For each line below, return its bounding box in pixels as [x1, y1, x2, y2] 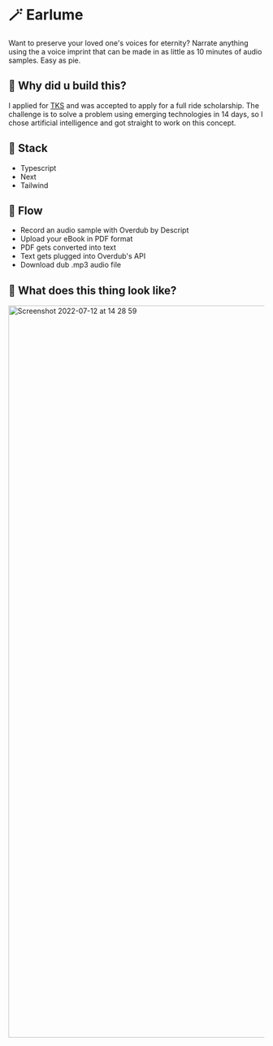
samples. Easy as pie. [8, 55, 81, 65]
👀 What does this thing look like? [8, 283, 177, 297]
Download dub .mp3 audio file [19, 260, 122, 270]
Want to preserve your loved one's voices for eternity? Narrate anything [8, 37, 249, 48]
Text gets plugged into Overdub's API [19, 251, 146, 261]
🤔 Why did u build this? [8, 79, 127, 93]
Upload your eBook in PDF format [19, 234, 133, 244]
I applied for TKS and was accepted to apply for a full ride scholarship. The [8, 100, 260, 110]
